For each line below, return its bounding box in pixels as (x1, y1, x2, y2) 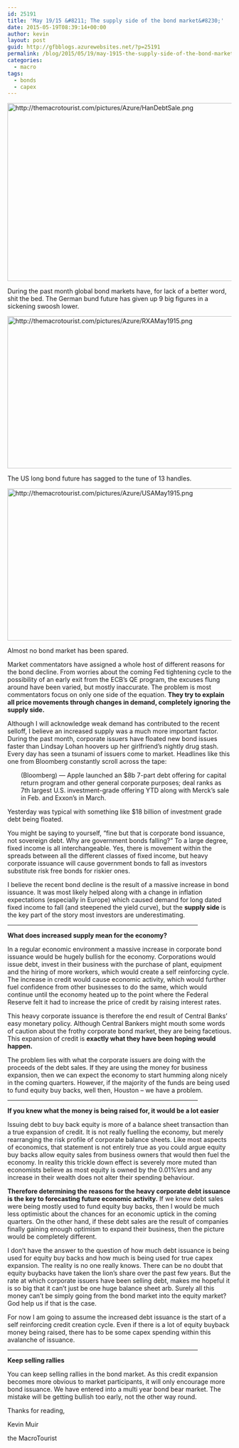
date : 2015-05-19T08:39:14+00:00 (7, 23, 107, 31)
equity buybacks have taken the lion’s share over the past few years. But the (7, 1269, 231, 1278)
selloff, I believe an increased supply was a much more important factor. (7, 727, 219, 735)
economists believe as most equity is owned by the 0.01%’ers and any (7, 1165, 212, 1175)
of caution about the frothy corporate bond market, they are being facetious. (7, 1027, 232, 1036)
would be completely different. (7, 1232, 97, 1241)
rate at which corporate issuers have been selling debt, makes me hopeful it (7, 1276, 230, 1285)
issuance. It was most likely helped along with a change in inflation (7, 888, 203, 897)
